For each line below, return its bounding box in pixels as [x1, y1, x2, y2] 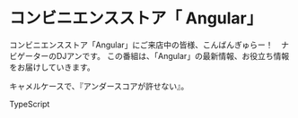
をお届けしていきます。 [9, 62, 96, 72]
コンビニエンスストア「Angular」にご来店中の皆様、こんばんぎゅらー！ [9, 39, 274, 50]
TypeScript [9, 98, 50, 109]
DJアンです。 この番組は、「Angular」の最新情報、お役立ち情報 [56, 50, 290, 61]
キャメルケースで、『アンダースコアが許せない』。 [9, 80, 189, 91]
